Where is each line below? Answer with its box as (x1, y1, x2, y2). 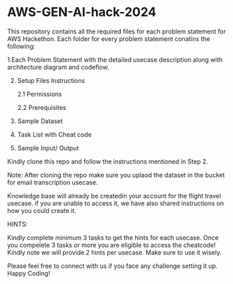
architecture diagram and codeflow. (7, 63, 109, 71)
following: (7, 42, 35, 50)
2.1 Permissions (17, 90, 63, 98)
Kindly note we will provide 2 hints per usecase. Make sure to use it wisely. (7, 248, 222, 256)
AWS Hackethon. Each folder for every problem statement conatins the (7, 34, 211, 42)
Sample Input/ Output (17, 143, 79, 152)
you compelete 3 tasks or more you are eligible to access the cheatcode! (7, 241, 216, 249)
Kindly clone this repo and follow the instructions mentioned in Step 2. (7, 157, 209, 166)
